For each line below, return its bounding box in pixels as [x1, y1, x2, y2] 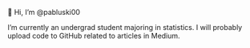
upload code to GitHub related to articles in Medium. [7, 31, 181, 40]
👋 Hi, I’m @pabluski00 [7, 8, 81, 17]
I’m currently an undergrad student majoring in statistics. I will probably [7, 23, 243, 31]
